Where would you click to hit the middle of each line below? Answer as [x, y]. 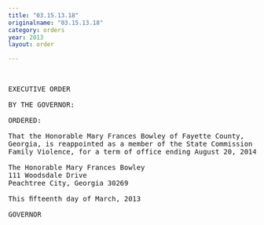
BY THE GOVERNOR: [41, 105]
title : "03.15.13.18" [44, 15]
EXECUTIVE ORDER [39, 89]
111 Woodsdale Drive [48, 176]
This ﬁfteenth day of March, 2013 [75, 199]
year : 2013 [26, 37]
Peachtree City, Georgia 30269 [68, 183]
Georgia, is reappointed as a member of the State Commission [130, 144]
